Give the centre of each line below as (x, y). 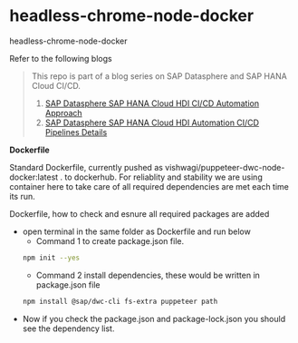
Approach (64, 113)
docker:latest (34, 177)
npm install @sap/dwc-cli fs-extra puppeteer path (120, 301)
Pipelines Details (76, 132)
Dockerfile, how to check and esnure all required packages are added (139, 213)
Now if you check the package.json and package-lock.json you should (154, 318)
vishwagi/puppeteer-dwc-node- (225, 167)
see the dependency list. (68, 328)
